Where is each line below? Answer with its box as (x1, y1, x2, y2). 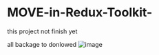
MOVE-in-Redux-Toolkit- (7, 5, 153, 20)
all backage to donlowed (7, 40, 77, 48)
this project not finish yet (7, 27, 78, 35)
